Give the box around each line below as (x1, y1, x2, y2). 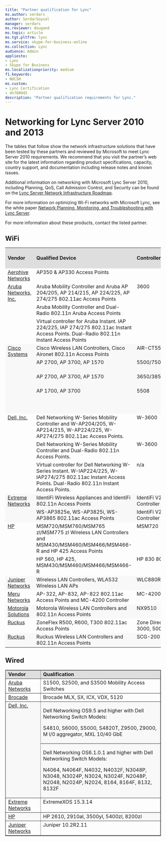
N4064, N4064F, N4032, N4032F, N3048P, (42, 766, 147, 773)
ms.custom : (5, 81, 28, 86)
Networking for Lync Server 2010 (5, 116, 144, 128)
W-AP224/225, (66, 427, 104, 433)
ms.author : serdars (5, 12, 45, 17)
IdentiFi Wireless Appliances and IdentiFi (36, 494, 131, 501)
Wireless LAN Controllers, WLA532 (36, 576, 119, 583)
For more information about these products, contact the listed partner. (5, 220, 148, 226)
